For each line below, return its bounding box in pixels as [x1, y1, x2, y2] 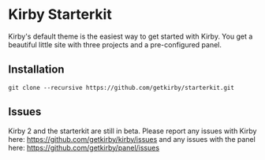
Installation [8, 63, 65, 76]
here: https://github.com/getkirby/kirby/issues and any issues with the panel [8, 134, 256, 143]
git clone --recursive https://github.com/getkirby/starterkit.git [8, 84, 235, 91]
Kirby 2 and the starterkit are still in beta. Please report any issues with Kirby [8, 126, 257, 136]
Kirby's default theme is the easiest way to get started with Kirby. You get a [8, 32, 253, 41]
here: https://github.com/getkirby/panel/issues [8, 143, 160, 152]
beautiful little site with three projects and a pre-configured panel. [8, 39, 222, 49]
